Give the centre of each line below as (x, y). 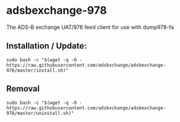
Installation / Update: (47, 46)
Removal (23, 89)
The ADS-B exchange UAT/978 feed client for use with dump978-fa (90, 27)
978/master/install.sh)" (37, 70)
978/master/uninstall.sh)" (40, 113)
